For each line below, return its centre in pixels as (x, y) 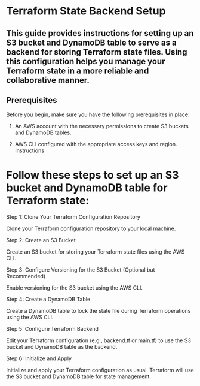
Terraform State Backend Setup (86, 11)
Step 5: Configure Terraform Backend (52, 329)
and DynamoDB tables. (43, 132)
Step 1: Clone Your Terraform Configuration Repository (73, 217)
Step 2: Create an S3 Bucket (41, 240)
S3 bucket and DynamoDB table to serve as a (92, 42)
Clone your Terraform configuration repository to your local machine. (91, 228)
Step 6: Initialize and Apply (39, 358)
